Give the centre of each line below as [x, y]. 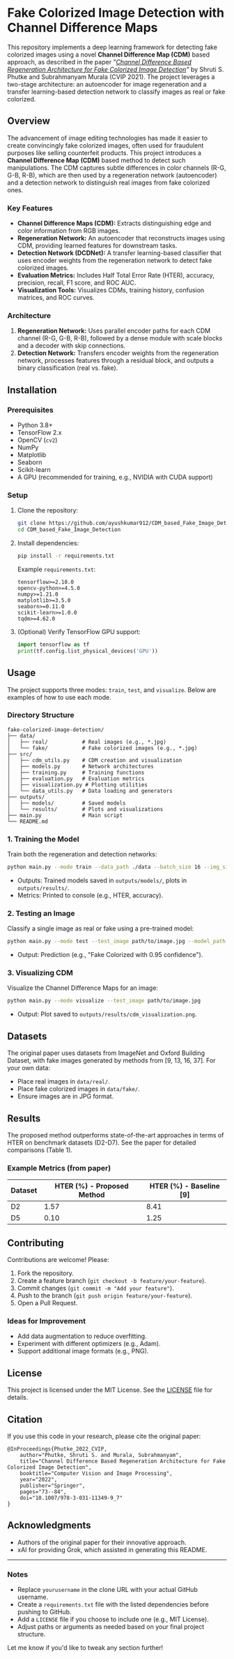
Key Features [30, 208]
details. [18, 1398]
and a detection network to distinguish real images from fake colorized [109, 182]
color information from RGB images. [69, 231]
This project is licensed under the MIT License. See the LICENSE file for [110, 1390]
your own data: [29, 1068]
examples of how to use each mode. [59, 697]
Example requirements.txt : [56, 569]
